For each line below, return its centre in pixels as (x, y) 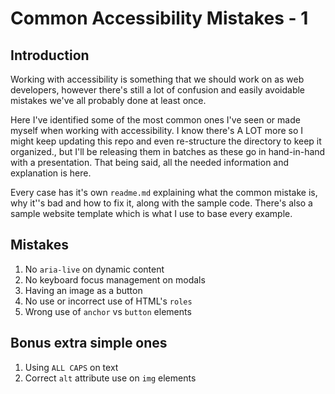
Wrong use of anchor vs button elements (108, 311)
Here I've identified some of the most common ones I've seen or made (155, 120)
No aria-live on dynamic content (94, 269)
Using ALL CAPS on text (71, 367)
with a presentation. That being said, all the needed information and (150, 162)
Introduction (50, 55)
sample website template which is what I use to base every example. (151, 213)
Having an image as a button (83, 290)
